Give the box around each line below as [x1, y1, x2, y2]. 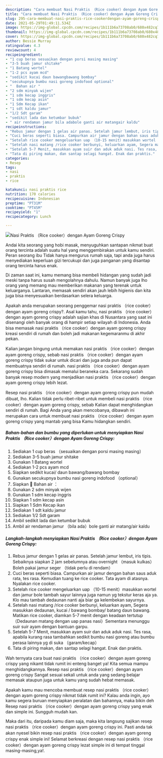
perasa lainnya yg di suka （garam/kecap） [12, 640, 100, 645]
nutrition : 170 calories [5, 192, 56, 196]
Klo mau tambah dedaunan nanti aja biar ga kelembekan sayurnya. [12, 597, 146, 603]
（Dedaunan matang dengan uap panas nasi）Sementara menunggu [12, 618, 149, 624]
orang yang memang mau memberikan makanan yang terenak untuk [5, 282, 142, 288]
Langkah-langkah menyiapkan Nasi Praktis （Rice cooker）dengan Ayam [5, 535, 158, 541]
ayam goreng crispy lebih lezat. [5, 380, 68, 386]
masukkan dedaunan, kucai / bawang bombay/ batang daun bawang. [12, 607, 151, 613]
